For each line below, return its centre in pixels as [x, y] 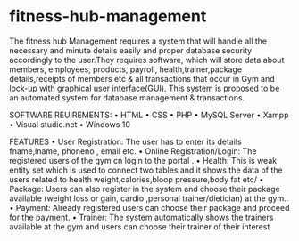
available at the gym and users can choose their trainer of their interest [140, 226]
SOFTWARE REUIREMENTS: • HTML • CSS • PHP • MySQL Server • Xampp [149, 115]
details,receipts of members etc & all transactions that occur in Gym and [142, 78]
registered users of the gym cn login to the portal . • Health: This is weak [143, 160]
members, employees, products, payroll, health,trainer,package [126, 69]
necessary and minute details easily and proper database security [131, 50]
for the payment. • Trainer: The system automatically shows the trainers [141, 217]
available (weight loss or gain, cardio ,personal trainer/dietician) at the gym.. [149, 198]
